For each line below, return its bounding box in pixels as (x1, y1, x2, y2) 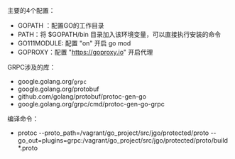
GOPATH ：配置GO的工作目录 (17, 21, 104, 30)
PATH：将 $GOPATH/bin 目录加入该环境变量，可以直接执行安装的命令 (17, 31, 222, 38)
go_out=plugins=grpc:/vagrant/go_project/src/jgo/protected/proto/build (17, 136, 229, 144)
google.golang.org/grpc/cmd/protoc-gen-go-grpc (17, 100, 165, 108)
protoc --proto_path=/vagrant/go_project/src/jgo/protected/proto (17, 128, 209, 137)
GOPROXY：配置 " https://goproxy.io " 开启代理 (17, 48, 153, 56)
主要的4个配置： (7, 6, 55, 14)
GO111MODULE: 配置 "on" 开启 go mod (17, 39, 131, 48)
